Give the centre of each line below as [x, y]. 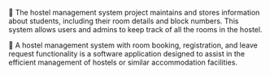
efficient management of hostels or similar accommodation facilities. [123, 62]
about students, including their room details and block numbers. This [124, 21]
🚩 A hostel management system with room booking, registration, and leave [133, 45]
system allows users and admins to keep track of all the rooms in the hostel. [135, 29]
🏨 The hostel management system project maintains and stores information [134, 12]
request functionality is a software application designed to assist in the [127, 54]
